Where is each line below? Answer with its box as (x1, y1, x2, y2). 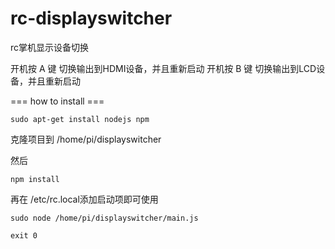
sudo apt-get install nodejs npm (10, 114, 150, 124)
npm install (10, 174, 60, 184)
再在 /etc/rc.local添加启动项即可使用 (10, 193, 159, 205)
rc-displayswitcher (10, 7, 173, 30)
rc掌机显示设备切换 (10, 41, 90, 53)
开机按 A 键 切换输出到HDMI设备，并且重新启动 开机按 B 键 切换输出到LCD (10, 62, 317, 74)
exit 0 (10, 230, 38, 241)
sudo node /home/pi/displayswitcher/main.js (10, 213, 199, 223)
